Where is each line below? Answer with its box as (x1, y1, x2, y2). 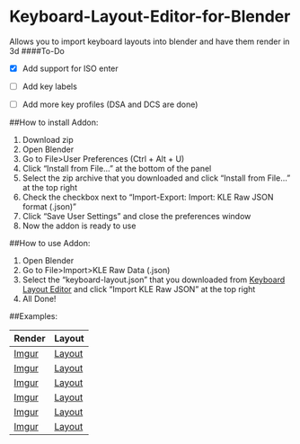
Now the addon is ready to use (22, 220, 137, 231)
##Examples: (9, 311, 58, 322)
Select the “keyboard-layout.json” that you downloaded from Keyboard (22, 274, 286, 285)
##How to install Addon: (9, 117, 99, 128)
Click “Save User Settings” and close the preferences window (22, 211, 251, 222)
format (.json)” (22, 201, 76, 212)
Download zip (22, 135, 74, 146)
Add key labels (22, 81, 78, 92)
